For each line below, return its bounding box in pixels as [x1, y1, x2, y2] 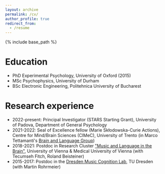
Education [5, 56, 48, 68]
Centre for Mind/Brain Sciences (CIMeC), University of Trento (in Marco [12, 133, 158, 138]
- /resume [9, 26, 30, 31]
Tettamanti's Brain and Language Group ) [12, 138, 95, 143]
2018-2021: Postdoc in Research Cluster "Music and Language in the [12, 143, 152, 148]
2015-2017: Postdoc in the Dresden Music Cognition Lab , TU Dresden [12, 159, 154, 164]
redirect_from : [5, 21, 36, 26]
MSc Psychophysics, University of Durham [12, 78, 99, 84]
